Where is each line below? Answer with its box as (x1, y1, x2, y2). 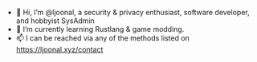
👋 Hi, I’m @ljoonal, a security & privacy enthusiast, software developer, (15, 8, 251, 17)
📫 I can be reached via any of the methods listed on (15, 33, 190, 43)
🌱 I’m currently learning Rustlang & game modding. (15, 25, 185, 33)
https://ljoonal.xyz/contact (15, 45, 104, 54)
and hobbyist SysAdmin (15, 16, 95, 25)
